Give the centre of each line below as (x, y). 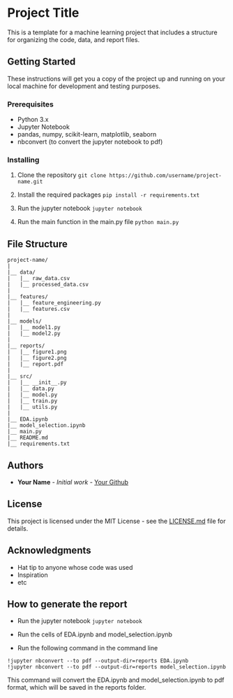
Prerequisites (30, 104)
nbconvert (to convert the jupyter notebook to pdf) (90, 142)
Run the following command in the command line (88, 648)
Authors (25, 465)
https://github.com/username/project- (165, 176)
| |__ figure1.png (37, 352)
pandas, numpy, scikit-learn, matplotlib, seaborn (87, 134)
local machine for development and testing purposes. (84, 86)
